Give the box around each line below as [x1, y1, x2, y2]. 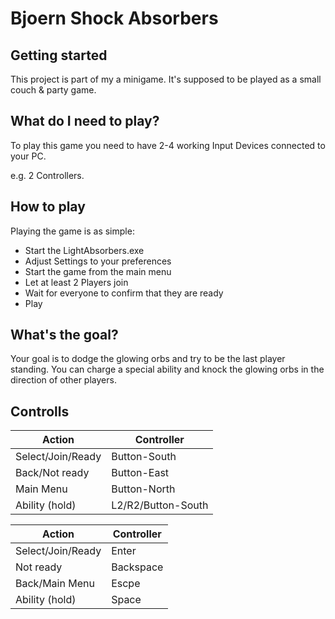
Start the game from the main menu [24, 265, 172, 277]
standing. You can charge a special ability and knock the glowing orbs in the [10, 363, 325, 376]
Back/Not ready [15, 466, 90, 480]
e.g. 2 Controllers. [10, 169, 85, 181]
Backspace [111, 560, 164, 574]
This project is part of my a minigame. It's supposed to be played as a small [10, 73, 322, 85]
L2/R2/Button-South [111, 498, 209, 512]
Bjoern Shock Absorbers [10, 7, 219, 30]
